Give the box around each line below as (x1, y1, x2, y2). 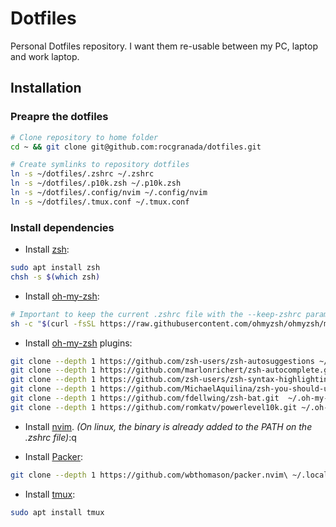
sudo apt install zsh (10, 263, 101, 273)
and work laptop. (10, 50, 80, 62)
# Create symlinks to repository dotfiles (10, 160, 190, 170)
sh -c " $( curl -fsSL (10, 318, 97, 329)
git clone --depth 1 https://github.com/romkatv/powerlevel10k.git (10, 402, 298, 412)
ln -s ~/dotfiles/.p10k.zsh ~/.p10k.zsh (10, 178, 182, 189)
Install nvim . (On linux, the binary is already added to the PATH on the (24, 420, 313, 432)
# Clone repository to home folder (10, 132, 159, 142)
